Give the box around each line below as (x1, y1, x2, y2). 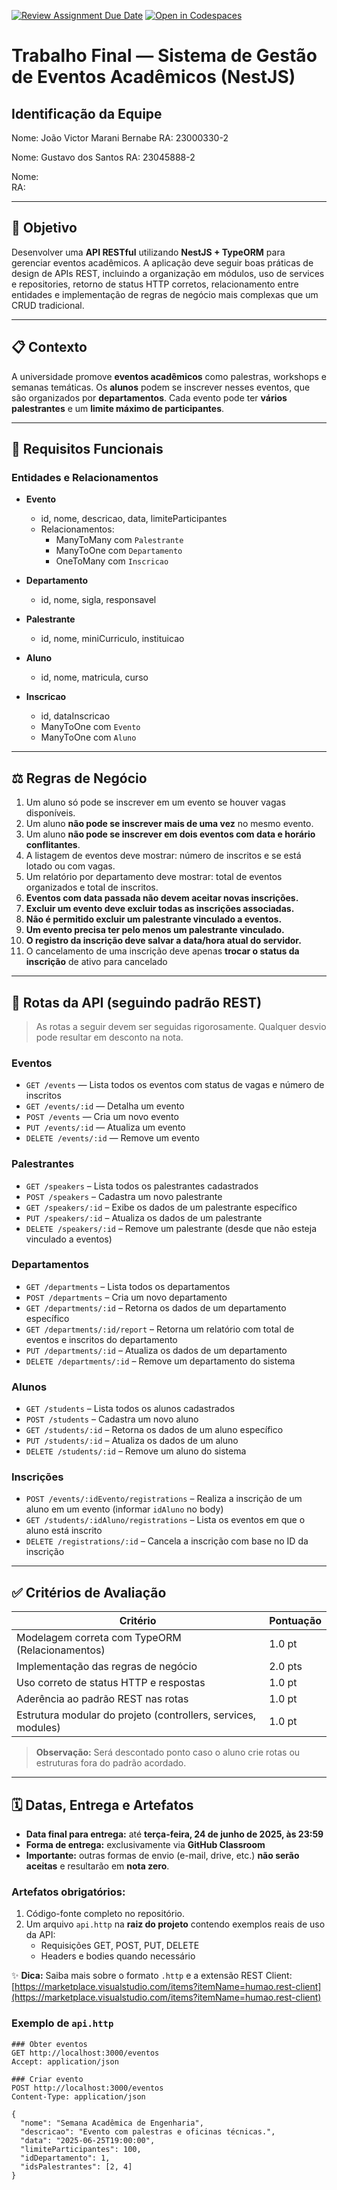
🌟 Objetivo (11, 220, 78, 237)
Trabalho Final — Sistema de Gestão (11, 45, 318, 67)
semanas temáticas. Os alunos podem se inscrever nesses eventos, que (11, 381, 311, 393)
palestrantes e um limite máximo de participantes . (11, 402, 225, 414)
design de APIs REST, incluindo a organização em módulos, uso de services (11, 267, 325, 279)
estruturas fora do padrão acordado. (35, 1757, 187, 1769)
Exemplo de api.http (11, 2016, 114, 2030)
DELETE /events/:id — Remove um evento (25, 1132, 200, 1144)
